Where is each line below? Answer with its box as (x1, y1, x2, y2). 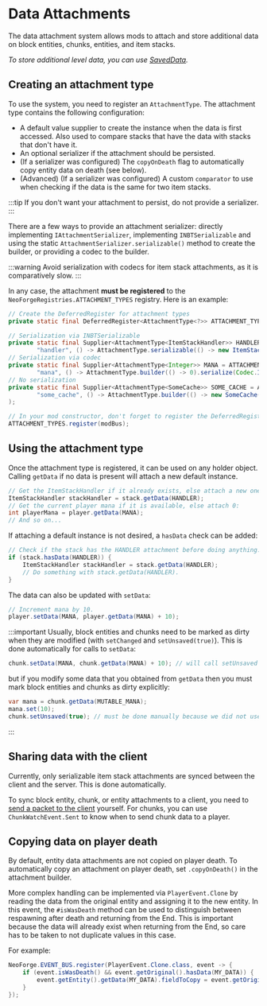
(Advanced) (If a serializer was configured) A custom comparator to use (19, 173, 253, 183)
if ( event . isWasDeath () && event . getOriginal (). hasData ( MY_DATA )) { (22, 969, 254, 977)
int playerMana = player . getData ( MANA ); (8, 509, 145, 517)
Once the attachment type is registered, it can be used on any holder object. (8, 463, 258, 472)
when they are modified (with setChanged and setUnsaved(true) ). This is (8, 635, 242, 645)
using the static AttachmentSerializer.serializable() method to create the (8, 238, 256, 247)
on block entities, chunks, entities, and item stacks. (8, 39, 176, 49)
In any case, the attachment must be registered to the (8, 285, 186, 295)
